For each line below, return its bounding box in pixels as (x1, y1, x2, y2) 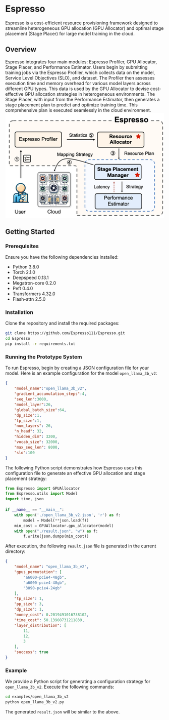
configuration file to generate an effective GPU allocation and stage (5, 470, 145, 476)
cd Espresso (5, 336, 30, 341)
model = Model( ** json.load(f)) (23, 517, 89, 523)
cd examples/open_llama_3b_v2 (5, 694, 69, 699)
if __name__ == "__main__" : (5, 507, 65, 512)
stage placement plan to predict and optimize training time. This (5, 102, 138, 108)
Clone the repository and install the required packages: (5, 320, 120, 327)
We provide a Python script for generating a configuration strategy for (5, 678, 150, 685)
